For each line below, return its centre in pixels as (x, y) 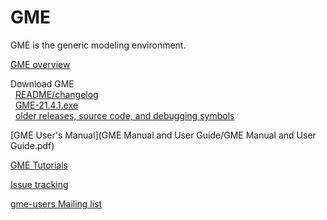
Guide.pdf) (32, 145)
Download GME (42, 83)
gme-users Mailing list (56, 203)
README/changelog (56, 94)
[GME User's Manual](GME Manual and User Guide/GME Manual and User (163, 135)
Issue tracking (39, 184)
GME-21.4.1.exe (46, 105)
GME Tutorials (39, 165)
